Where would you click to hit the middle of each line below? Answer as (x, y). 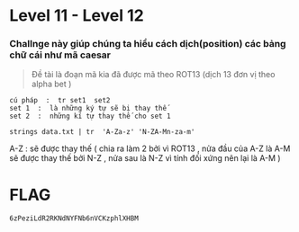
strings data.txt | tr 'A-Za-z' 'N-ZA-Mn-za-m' (102, 132)
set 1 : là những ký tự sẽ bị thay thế (88, 109)
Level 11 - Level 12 (77, 16)
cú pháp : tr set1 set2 (60, 101)
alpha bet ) (51, 84)
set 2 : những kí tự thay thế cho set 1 (90, 116)
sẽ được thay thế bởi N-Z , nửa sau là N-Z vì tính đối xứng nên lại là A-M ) (145, 158)
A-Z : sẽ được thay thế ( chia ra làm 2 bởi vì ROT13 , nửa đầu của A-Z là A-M (150, 148)
